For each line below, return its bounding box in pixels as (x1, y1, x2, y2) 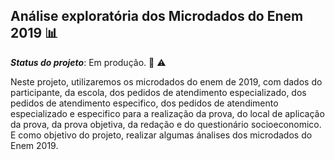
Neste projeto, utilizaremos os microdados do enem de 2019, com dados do (10, 75, 323, 88)
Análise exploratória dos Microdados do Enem (10, 8, 304, 25)
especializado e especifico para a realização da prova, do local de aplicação (10, 107, 325, 119)
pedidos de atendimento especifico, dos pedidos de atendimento (10, 97, 279, 109)
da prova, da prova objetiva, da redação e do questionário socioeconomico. (10, 118, 322, 130)
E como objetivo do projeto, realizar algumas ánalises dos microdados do (10, 129, 313, 141)
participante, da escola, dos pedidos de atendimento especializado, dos (10, 86, 307, 98)
